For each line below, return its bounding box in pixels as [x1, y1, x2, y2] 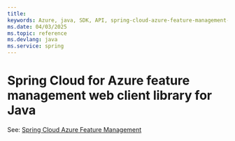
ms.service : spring [7, 43, 64, 50]
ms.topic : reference [7, 29, 68, 37]
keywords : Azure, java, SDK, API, [7, 17, 108, 24]
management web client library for [7, 88, 212, 103]
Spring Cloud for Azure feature [7, 73, 190, 89]
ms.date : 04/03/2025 [7, 23, 68, 30]
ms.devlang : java [7, 36, 58, 43]
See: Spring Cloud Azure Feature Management [7, 125, 142, 133]
